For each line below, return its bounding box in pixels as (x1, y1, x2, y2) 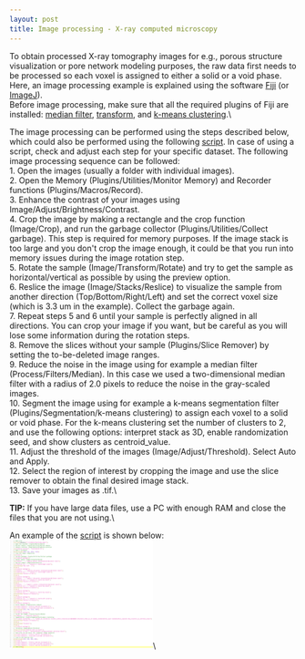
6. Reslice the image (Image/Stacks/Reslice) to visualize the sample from (9, 281, 282, 292)
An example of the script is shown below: (9, 530, 165, 541)
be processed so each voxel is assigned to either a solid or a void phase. (9, 69, 282, 81)
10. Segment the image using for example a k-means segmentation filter (9, 397, 280, 408)
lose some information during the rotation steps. (9, 329, 190, 341)
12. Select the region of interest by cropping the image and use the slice (9, 465, 280, 476)
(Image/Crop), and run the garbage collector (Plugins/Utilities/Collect (9, 223, 269, 234)
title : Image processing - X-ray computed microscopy (9, 24, 219, 34)
